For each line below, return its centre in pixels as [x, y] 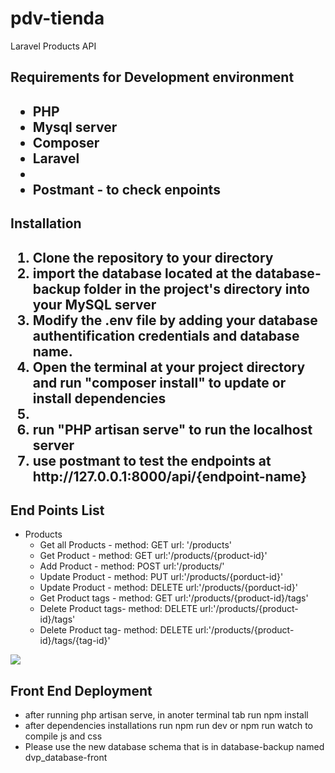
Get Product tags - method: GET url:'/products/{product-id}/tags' [174, 598]
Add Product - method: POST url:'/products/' [132, 566]
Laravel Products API [53, 46]
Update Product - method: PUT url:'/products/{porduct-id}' [161, 577]
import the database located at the [142, 273]
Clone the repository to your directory [153, 257]
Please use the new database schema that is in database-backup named [174, 747]
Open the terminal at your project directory [169, 367]
